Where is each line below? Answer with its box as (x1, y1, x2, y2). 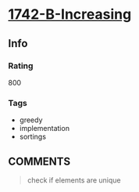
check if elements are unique (27, 175, 121, 185)
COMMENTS (8, 154, 71, 168)
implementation (19, 124, 70, 133)
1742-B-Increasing (8, 5, 132, 24)
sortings (19, 132, 47, 142)
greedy (19, 115, 43, 125)
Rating (8, 60, 34, 71)
